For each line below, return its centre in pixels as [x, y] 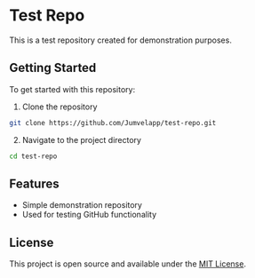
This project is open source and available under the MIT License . [128, 264]
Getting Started [53, 68]
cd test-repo [33, 156]
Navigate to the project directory [82, 139]
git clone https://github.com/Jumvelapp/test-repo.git [113, 123]
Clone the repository [60, 107]
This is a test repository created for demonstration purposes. [121, 40]
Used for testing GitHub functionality [89, 215]
